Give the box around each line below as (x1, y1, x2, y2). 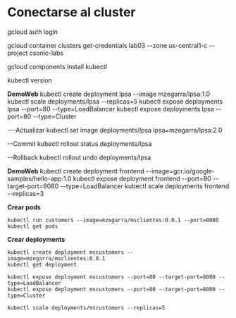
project (7, 49, 28, 57)
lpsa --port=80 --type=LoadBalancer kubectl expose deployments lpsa (7, 104, 215, 113)
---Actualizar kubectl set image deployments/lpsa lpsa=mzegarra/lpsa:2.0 (7, 126, 223, 134)
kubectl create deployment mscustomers (7, 248, 125, 256)
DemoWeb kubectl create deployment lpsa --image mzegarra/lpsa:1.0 (7, 90, 211, 98)
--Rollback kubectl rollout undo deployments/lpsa (7, 153, 151, 161)
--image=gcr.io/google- (145, 166, 215, 175)
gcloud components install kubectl (7, 62, 108, 71)
